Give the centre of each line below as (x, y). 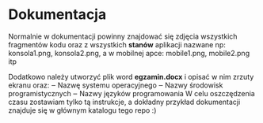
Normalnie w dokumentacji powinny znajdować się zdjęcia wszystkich (123, 36)
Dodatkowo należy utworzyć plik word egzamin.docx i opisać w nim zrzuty (131, 76)
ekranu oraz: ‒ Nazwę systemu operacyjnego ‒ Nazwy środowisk (116, 85)
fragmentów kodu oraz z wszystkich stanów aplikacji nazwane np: (117, 44)
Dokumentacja (57, 15)
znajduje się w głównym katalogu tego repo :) (82, 110)
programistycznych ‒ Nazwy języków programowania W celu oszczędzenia (131, 93)
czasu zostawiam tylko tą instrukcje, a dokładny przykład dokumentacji (124, 102)
